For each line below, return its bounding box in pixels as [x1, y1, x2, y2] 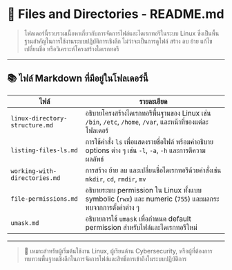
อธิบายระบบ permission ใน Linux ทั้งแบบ [85, 185, 202, 195]
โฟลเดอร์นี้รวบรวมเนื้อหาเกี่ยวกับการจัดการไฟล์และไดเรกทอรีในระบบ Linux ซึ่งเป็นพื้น [23, 29, 220, 37]
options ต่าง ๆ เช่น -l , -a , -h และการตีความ [85, 145, 206, 155]
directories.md [10, 174, 61, 182]
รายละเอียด [139, 96, 168, 106]
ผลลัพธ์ [85, 154, 104, 163]
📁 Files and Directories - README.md [7, 6, 224, 22]
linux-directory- [10, 114, 68, 122]
